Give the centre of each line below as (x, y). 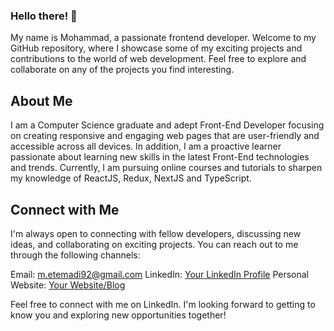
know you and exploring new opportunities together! (118, 315)
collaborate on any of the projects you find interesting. (122, 70)
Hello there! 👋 (44, 16)
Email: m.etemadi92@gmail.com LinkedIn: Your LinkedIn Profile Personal (160, 274)
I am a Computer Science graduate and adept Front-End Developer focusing (167, 125)
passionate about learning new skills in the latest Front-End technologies (160, 157)
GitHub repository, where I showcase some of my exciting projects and (156, 48)
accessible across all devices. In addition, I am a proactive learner (146, 146)
